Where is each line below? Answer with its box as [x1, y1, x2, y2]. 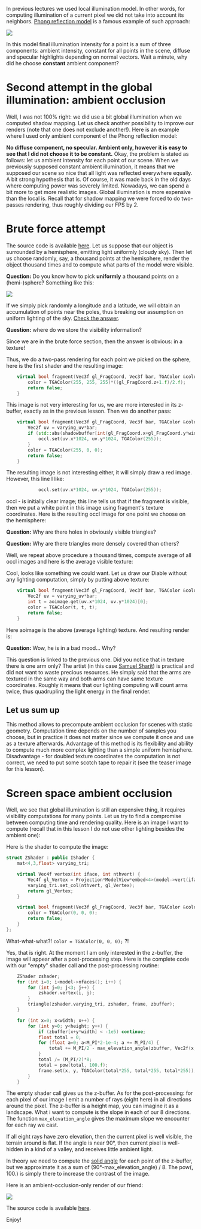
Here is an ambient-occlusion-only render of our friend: [6, 1182, 144, 1189]
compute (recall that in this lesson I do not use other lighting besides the [6, 825, 184, 833]
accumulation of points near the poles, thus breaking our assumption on [6, 308, 184, 315]
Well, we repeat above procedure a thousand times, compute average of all [6, 552, 191, 559]
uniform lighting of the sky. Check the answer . [6, 314, 120, 322]
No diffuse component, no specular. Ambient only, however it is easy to [6, 144, 187, 151]
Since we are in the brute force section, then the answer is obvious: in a [6, 338, 183, 345]
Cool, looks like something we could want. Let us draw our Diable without [6, 570, 187, 577]
